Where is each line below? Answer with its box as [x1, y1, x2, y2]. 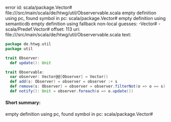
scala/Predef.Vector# [5, 26, 50, 32]
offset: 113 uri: [51, 26, 81, 32]
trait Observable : [5, 69, 44, 75]
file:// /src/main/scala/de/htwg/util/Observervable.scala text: [5, 32, 132, 37]
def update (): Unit [10, 60, 52, 66]
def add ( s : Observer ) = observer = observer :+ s [10, 79, 117, 84]
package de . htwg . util [5, 42, 52, 47]
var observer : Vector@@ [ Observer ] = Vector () [10, 74, 109, 79]
